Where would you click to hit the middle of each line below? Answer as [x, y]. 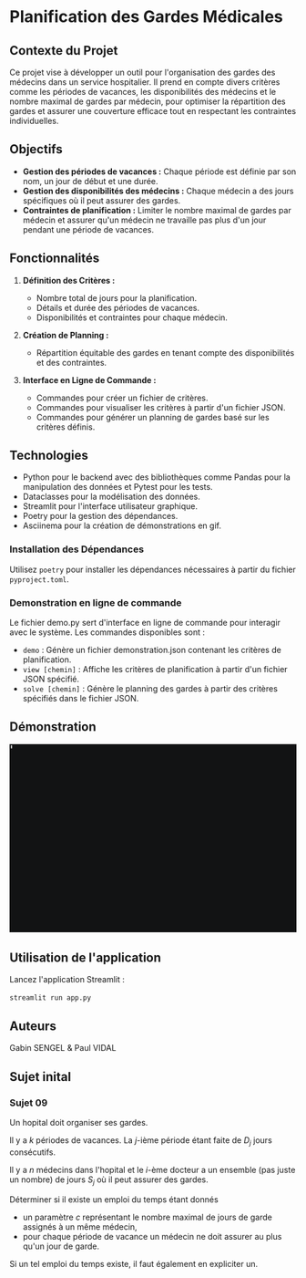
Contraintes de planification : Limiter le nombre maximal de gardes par [157, 210]
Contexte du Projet [64, 51]
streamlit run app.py [51, 998]
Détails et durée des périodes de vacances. [118, 307]
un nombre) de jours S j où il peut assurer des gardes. [109, 1180]
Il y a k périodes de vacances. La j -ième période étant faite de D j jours [141, 1141]
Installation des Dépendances [76, 549]
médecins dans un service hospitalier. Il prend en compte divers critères [145, 82]
